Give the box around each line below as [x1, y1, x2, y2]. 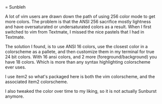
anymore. [5, 93, 24, 99]
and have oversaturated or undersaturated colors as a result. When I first [5, 24, 152, 30]
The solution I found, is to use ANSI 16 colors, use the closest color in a [5, 44, 148, 49]
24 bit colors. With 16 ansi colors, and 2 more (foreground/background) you [5, 54, 157, 60]
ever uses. [5, 64, 26, 70]
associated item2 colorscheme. [5, 79, 68, 85]
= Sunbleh [5, 4, 26, 10]
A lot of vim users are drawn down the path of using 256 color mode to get [5, 14, 156, 19]
